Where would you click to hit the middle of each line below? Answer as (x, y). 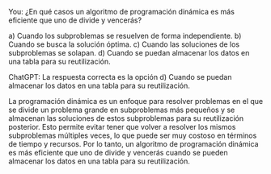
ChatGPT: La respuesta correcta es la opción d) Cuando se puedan (120, 77)
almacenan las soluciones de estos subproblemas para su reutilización (126, 118)
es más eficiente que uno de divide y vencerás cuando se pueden (118, 153)
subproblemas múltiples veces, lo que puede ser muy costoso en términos (133, 135)
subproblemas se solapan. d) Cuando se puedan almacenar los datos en (129, 53)
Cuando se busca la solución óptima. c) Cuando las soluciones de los (124, 44)
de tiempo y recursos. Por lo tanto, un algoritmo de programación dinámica (133, 144)
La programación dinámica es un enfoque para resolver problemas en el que (136, 101)
